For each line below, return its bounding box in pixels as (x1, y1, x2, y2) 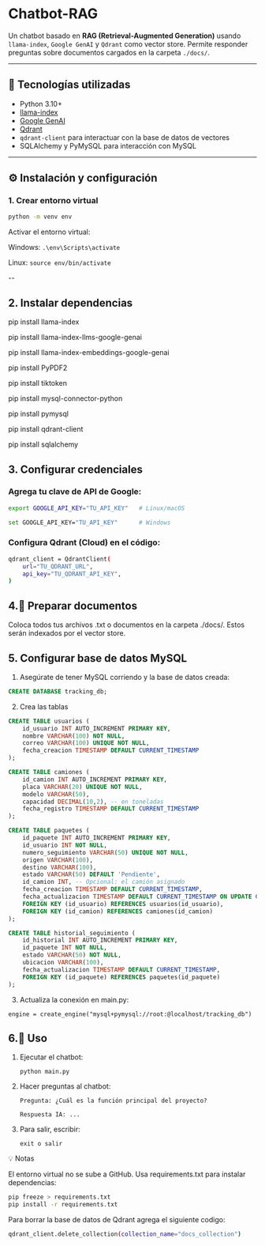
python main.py (19, 1068, 70, 1076)
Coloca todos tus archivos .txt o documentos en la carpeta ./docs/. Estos (8, 620, 245, 629)
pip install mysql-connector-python (8, 394, 123, 403)
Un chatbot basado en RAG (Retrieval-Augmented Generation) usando (8, 31, 241, 40)
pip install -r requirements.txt (8, 1201, 118, 1209)
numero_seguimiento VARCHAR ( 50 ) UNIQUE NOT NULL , (22, 848, 189, 856)
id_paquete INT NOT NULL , (22, 944, 108, 952)
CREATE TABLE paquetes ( (8, 827, 90, 835)
